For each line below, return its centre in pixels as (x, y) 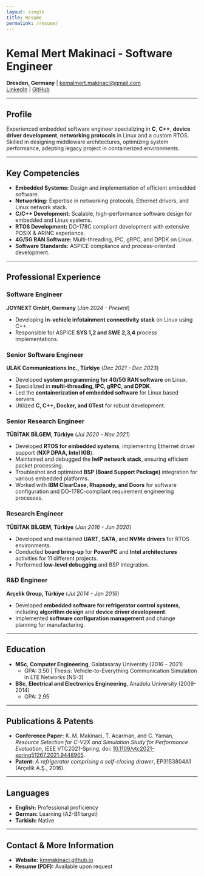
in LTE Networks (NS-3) (54, 677)
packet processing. (39, 466)
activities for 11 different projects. (56, 558)
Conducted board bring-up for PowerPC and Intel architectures (96, 551)
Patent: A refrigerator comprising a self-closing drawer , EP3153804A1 (103, 762)
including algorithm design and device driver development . (91, 612)
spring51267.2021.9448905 (49, 755)
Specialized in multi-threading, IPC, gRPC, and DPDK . (83, 386)
